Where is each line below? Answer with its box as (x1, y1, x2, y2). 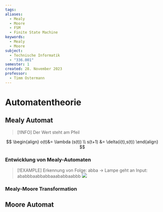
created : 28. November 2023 (5, 67, 63, 72)
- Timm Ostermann (9, 76, 45, 80)
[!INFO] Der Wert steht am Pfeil (17, 129, 80, 135)
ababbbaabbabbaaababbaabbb (17, 173, 81, 179)
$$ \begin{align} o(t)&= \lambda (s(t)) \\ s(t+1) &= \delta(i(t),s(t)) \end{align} (6, 138, 159, 145)
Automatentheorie (5, 97, 82, 108)
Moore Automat (5, 201, 54, 209)
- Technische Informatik (9, 53, 60, 58)
